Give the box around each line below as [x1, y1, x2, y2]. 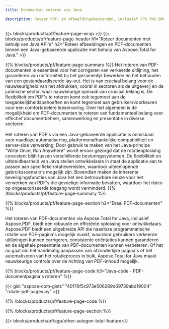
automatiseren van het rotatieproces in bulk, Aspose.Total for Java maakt [5, 253, 157, 259]
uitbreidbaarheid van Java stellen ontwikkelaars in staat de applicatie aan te [5, 158, 162, 164]
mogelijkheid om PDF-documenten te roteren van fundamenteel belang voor [5, 109, 163, 116]
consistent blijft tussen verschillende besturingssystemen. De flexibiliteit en [5, 152, 161, 159]
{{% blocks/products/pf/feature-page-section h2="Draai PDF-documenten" [5, 200, 162, 206]
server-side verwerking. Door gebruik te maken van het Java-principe [5, 142, 150, 148]
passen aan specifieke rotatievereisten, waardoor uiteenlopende [5, 163, 138, 170]
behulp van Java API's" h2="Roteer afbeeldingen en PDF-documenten [5, 41, 151, 47]
